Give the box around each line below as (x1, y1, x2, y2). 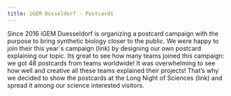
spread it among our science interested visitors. (7, 81, 144, 89)
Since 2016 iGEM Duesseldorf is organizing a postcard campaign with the (7, 29, 218, 38)
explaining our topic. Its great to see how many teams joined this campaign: (7, 51, 225, 60)
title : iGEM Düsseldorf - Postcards (7, 10, 114, 17)
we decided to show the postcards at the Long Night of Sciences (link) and (7, 74, 223, 82)
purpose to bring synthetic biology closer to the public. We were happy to (7, 36, 219, 45)
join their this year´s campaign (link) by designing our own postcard (7, 44, 202, 52)
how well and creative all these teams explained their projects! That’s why (7, 66, 219, 74)
